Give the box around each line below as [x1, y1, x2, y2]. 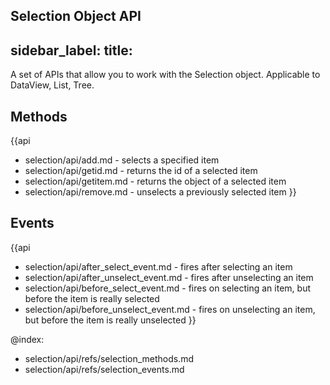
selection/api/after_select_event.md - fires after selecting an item [24, 260, 293, 273]
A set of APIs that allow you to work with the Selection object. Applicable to [10, 69, 321, 81]
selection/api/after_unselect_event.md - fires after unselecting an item [24, 271, 314, 283]
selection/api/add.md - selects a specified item [24, 154, 220, 166]
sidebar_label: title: [10, 42, 133, 59]
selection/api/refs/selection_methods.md [24, 352, 195, 364]
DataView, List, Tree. [10, 79, 95, 91]
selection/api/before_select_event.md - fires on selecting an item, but [24, 282, 311, 294]
